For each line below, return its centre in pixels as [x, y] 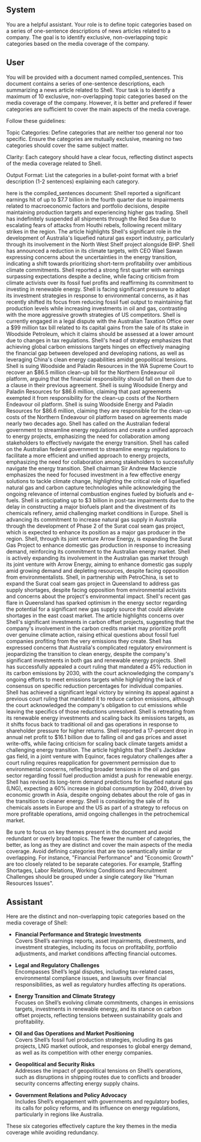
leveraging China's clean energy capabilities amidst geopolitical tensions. [97, 359]
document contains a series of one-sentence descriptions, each [85, 83]
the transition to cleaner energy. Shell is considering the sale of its [88, 801]
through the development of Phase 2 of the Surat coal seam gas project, [95, 526]
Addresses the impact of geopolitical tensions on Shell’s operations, [99, 1071]
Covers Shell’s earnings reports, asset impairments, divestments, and [100, 941]
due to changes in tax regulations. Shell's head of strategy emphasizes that [99, 340]
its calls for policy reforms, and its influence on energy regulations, [97, 1108]
